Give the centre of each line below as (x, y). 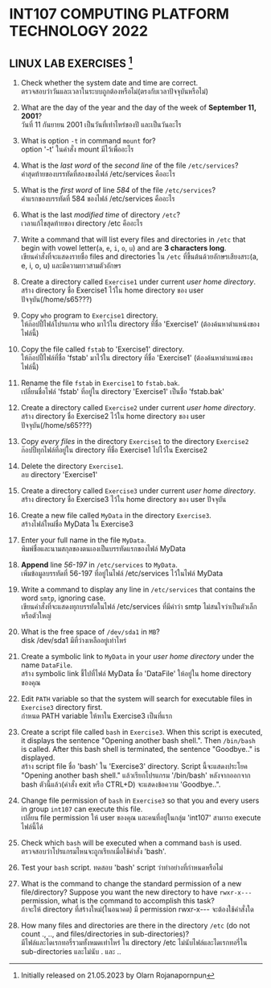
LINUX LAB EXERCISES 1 (71, 62)
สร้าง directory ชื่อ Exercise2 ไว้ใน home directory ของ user (113, 416)
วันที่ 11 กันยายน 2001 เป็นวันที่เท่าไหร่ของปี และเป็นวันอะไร (101, 125)
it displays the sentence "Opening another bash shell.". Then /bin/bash (138, 741)
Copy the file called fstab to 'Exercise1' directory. (102, 349)
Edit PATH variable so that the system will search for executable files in (136, 699)
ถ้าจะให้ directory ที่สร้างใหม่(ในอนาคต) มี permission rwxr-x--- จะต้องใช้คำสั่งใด (137, 909)
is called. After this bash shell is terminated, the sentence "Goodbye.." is (140, 749)
